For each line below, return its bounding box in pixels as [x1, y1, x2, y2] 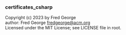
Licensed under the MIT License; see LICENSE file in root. [5, 25, 122, 31]
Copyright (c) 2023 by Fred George [5, 15, 76, 21]
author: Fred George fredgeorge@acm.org [5, 20, 90, 25]
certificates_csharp [5, 4, 53, 11]
